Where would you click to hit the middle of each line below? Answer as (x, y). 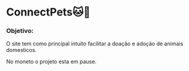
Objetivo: (20, 31)
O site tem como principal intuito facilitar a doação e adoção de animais (95, 44)
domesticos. (22, 50)
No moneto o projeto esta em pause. (52, 61)
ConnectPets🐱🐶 (49, 12)
